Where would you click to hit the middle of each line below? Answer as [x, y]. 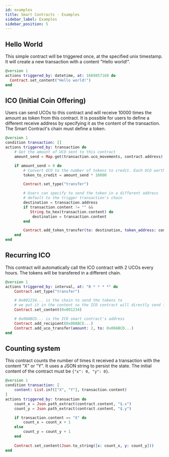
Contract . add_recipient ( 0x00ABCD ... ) [54, 323]
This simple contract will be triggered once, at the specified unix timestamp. [84, 56]
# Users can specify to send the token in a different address [91, 193]
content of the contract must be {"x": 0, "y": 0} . [57, 371]
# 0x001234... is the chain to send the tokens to [68, 300]
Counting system [33, 348]
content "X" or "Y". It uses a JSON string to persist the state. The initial [78, 366]
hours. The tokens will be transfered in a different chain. [63, 272]
